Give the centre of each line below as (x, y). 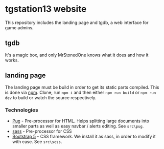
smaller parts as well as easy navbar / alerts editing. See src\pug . (78, 126)
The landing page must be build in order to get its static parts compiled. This (82, 87)
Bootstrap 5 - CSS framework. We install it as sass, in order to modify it (84, 136)
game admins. (19, 27)
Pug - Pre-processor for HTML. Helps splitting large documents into (81, 121)
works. (12, 60)
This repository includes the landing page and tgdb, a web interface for (77, 22)
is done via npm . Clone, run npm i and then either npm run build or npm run (81, 92)
